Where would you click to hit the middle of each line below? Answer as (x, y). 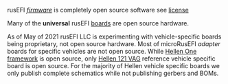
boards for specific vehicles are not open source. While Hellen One (102, 51)
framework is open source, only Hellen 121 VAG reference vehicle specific (111, 59)
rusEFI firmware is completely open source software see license (98, 10)
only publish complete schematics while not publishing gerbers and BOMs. (113, 73)
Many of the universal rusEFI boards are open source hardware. (98, 23)
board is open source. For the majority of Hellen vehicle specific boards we (113, 66)
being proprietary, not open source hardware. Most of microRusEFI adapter (114, 44)
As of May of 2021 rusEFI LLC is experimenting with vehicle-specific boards (114, 36)
